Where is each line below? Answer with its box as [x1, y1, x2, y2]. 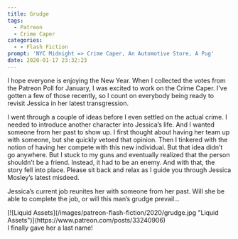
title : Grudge [7, 10, 50, 18]
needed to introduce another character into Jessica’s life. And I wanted [7, 120, 215, 129]
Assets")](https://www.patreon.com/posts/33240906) [7, 216, 166, 224]
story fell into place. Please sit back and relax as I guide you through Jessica [7, 165, 232, 174]
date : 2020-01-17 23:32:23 [7, 57, 87, 64]
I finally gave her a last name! [7, 223, 94, 232]
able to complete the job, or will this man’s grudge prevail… [7, 194, 180, 203]
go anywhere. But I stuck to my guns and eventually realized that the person [7, 150, 230, 159]
